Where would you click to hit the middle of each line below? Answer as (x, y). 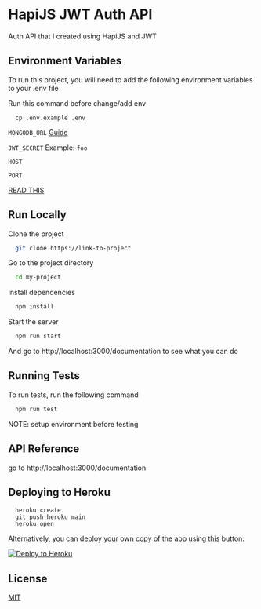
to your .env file (33, 88)
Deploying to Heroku (60, 492)
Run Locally (37, 215)
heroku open (35, 524)
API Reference (44, 449)
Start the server (33, 322)
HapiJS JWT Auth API (80, 15)
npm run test (36, 409)
